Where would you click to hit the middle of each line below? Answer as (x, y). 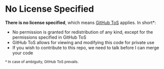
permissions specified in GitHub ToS (49, 37)
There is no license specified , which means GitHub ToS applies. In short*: (81, 23)
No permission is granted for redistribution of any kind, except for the (82, 32)
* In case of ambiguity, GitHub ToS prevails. (42, 62)
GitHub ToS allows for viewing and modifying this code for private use (83, 42)
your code (23, 53)
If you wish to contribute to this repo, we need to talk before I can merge (85, 47)
